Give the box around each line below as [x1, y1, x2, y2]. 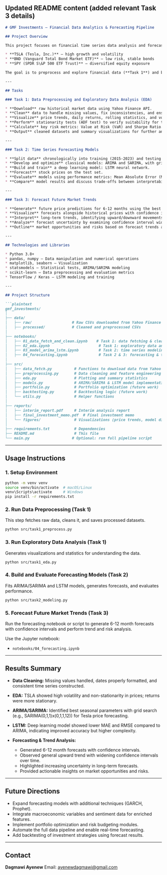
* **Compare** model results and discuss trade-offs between [5, 179, 135, 184]
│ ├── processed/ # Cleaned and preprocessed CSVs [5, 325, 141, 330]
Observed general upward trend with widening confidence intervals [19, 752, 159, 758]
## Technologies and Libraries [5, 242, 70, 248]
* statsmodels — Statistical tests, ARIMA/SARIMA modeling [5, 266, 130, 271]
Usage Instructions [5, 454, 66, 463]
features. [12, 816, 31, 822]
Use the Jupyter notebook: [5, 635, 60, 641]
